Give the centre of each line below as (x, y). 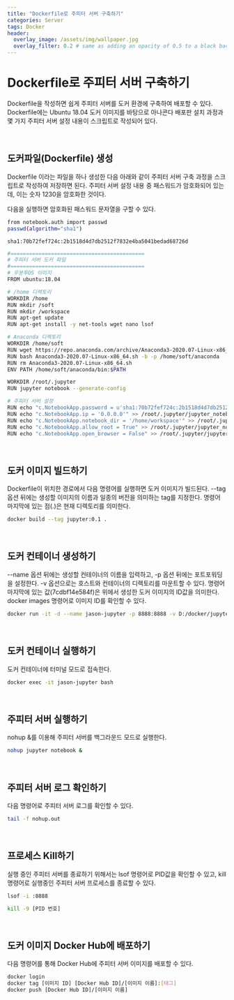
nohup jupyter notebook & (45, 751)
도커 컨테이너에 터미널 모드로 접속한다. (59, 669)
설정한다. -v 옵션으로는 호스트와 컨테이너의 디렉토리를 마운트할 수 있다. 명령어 (119, 583)
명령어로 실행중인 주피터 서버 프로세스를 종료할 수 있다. (81, 883)
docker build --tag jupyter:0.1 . (57, 520)
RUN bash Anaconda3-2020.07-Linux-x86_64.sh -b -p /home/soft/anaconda (113, 357)
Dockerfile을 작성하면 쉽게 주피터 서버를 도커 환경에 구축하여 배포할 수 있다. (110, 103)
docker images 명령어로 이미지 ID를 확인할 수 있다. (77, 600)
